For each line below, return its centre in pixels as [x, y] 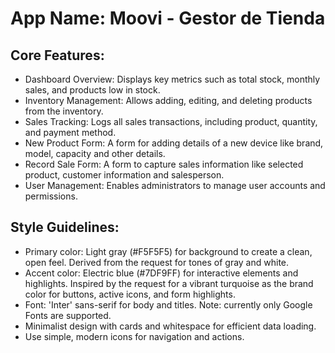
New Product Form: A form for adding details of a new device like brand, [174, 143]
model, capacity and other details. [95, 153]
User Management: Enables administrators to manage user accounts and [175, 185]
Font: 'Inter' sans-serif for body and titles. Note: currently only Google [168, 304]
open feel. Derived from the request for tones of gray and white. [157, 262]
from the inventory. [64, 111]
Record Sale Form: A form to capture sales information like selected [164, 164]
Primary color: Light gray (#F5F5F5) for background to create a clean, [168, 251]
